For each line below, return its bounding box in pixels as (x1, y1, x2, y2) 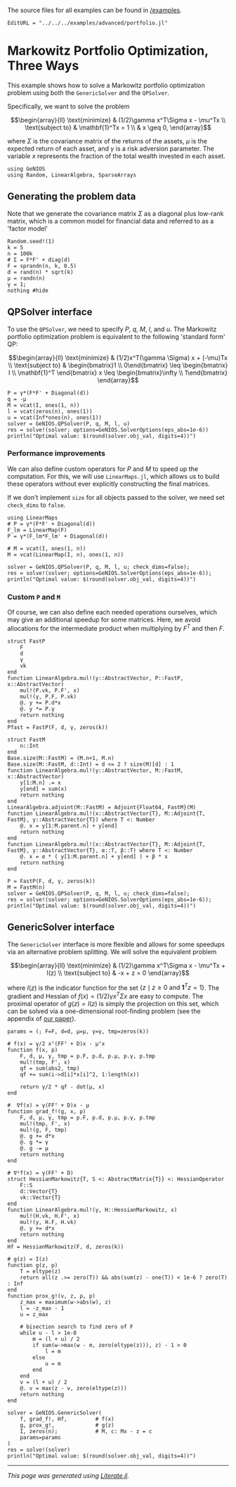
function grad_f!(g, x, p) (7, 1107, 86, 1115)
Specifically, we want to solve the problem (7, 102, 130, 110)
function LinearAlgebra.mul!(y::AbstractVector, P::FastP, (7, 674, 184, 681)
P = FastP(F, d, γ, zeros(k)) (7, 877, 96, 884)
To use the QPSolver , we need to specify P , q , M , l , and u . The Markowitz (7, 325, 217, 333)
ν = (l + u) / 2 (20, 1378, 68, 1386)
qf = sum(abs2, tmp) (20, 1064, 80, 1071)
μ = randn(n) (7, 274, 46, 282)
